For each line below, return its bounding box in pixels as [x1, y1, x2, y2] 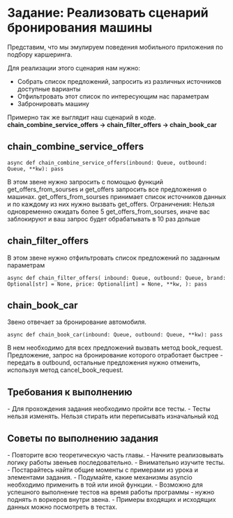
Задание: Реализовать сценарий [7, 5, 209, 21]
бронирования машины [7, 20, 153, 36]
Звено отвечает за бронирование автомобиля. [7, 318, 146, 326]
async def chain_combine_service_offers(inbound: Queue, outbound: [7, 159, 208, 166]
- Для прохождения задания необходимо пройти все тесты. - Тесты [7, 405, 211, 413]
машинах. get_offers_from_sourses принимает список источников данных [7, 192, 227, 200]
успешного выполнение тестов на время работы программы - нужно [7, 488, 215, 496]
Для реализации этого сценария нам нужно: [7, 64, 141, 72]
